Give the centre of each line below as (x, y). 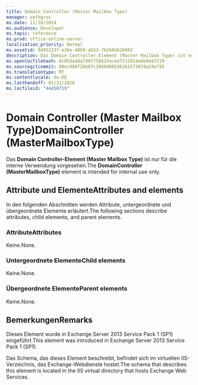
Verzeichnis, (21, 364)
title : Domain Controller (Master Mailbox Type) (67, 12)
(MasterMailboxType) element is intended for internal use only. (83, 171)
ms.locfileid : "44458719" (38, 89)
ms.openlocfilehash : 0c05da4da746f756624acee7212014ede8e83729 (85, 61)
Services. (18, 377)
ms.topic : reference (32, 34)
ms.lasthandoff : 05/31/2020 (41, 83)
